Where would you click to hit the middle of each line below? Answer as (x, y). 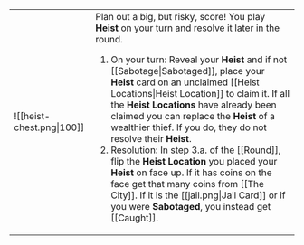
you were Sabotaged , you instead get (191, 207)
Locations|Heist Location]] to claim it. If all (200, 94)
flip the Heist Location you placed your (194, 161)
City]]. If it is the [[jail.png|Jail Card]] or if (198, 195)
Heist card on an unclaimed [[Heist (185, 82)
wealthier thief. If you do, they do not (189, 127)
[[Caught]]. (135, 218)
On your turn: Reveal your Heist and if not (199, 60)
